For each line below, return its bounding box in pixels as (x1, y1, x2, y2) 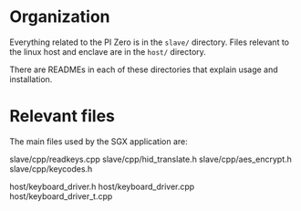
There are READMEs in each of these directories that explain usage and (9, 64, 278, 75)
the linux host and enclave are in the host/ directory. (9, 46, 207, 57)
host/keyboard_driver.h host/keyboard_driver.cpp (9, 181, 195, 192)
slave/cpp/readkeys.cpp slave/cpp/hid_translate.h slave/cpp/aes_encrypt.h (9, 153, 292, 164)
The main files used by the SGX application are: (9, 135, 189, 147)
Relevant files (9, 106, 116, 127)
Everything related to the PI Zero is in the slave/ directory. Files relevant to (9, 37, 290, 47)
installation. (9, 73, 53, 84)
